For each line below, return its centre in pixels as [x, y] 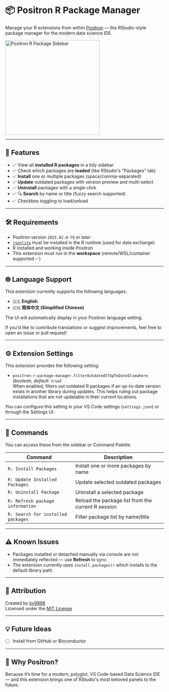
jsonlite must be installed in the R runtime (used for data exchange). [84, 242]
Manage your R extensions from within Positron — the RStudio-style [76, 28]
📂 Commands [27, 433]
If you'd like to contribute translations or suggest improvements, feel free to [83, 328]
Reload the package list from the [114, 500]
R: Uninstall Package [33, 492]
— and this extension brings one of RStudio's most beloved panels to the [81, 679]
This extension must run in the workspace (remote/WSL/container [81, 253]
